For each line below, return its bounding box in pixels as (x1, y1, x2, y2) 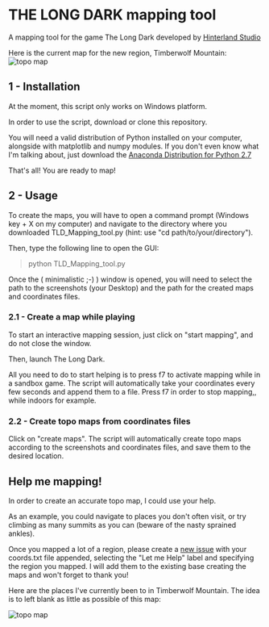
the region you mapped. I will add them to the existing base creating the (8, 561, 247, 571)
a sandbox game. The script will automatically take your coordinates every (8, 378, 255, 388)
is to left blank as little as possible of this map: (8, 594, 161, 604)
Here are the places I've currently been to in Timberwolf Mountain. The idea (8, 585, 260, 595)
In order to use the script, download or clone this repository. (8, 117, 208, 127)
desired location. (8, 451, 64, 461)
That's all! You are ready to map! (8, 165, 117, 175)
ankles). (8, 529, 35, 538)
